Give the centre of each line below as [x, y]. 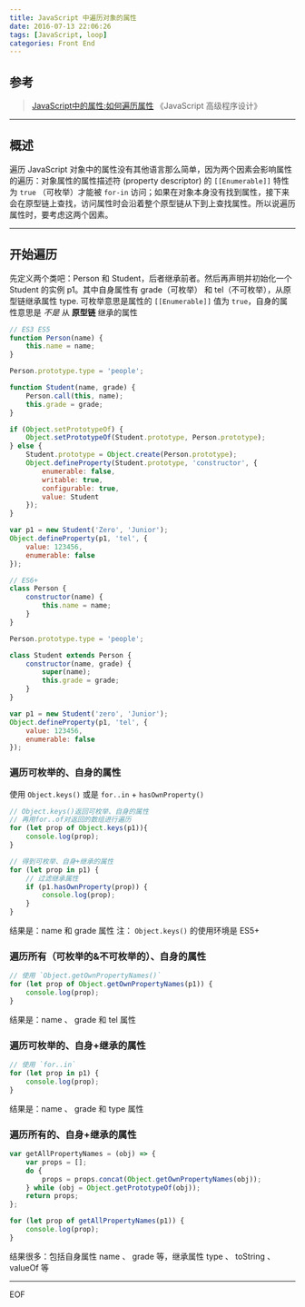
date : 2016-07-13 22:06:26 [60, 26]
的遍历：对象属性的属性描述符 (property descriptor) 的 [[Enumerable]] [140, 180]
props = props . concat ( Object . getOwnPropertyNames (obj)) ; [152, 1179]
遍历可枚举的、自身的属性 [65, 773]
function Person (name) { [56, 338]
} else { [26, 446]
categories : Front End [52, 43]
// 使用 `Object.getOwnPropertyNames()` [85, 976]
